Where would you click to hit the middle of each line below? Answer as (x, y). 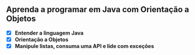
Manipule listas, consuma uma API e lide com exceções (84, 46)
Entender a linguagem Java (49, 33)
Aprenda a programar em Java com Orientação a (98, 10)
